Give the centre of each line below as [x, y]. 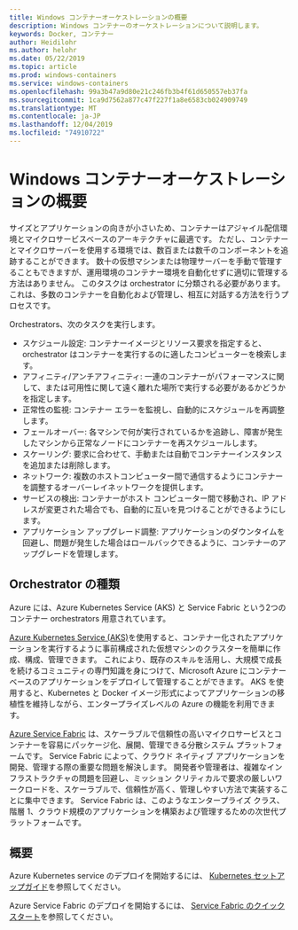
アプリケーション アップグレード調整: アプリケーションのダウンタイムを [153, 531]
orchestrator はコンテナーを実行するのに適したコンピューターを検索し [150, 354]
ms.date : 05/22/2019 [47, 59]
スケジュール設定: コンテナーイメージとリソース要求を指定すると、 [144, 343]
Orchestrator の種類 [64, 585]
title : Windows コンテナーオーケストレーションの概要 [98, 17]
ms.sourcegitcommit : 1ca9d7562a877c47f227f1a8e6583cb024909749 [129, 100]
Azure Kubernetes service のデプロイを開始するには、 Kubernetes [130, 876]
